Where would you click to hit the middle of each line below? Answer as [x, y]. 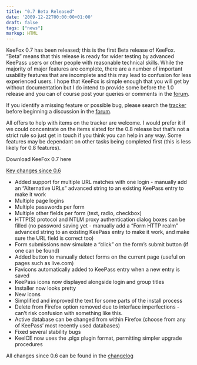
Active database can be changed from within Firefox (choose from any [100, 319]
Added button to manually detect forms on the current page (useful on [100, 257]
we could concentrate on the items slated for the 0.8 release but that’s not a [98, 129]
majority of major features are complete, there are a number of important [94, 69]
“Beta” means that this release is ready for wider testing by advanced [90, 56]
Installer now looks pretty [45, 288]
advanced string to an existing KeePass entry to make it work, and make [102, 232]
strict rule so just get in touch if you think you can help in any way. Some [94, 135]
